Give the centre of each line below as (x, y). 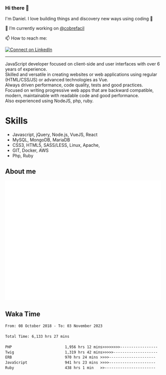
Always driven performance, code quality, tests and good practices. (74, 85)
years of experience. (26, 69)
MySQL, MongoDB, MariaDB (41, 140)
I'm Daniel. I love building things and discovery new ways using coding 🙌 (79, 19)
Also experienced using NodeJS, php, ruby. (49, 101)
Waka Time (23, 314)
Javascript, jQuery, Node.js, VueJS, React (55, 135)
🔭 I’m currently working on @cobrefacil (45, 28)
